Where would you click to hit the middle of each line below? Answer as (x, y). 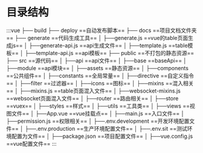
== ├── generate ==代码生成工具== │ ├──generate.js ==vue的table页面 (97, 37)
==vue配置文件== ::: (31, 143)
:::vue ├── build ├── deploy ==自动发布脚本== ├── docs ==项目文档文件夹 (101, 30)
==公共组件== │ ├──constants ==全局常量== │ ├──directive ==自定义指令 (100, 76)
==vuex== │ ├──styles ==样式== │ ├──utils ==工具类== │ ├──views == (98, 106)
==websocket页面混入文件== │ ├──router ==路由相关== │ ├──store (92, 98)
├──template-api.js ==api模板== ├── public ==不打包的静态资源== (110, 53)
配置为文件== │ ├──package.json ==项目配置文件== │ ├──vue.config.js (102, 136)
